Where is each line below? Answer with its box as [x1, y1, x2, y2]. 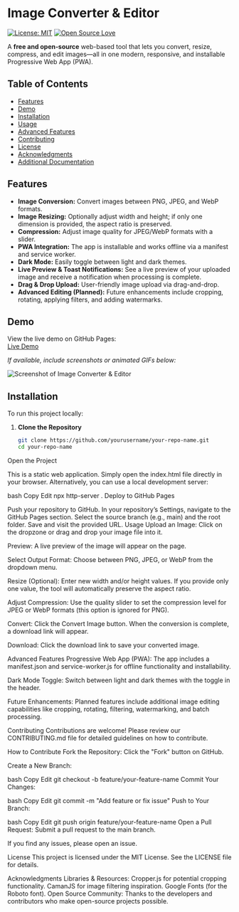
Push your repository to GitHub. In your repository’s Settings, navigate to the [7, 505, 231, 514]
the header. [7, 683, 41, 691]
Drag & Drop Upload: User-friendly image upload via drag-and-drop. [17, 280, 220, 289]
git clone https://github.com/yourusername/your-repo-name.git [17, 437, 210, 444]
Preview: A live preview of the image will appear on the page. [7, 541, 187, 550]
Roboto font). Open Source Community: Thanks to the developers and [7, 889, 213, 898]
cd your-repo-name [17, 443, 73, 451]
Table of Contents [7, 78, 89, 90]
